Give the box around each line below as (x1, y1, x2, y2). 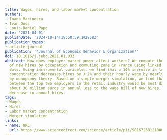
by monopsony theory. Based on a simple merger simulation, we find (9, 76, 155, 81)
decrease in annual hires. (9, 90, 66, 95)
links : (5, 118, 19, 123)
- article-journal (5, 44, 43, 49)
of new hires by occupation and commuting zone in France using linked (9, 63, 162, 68)
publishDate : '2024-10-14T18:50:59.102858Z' (5, 35, 99, 40)
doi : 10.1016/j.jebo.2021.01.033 (5, 53, 75, 59)
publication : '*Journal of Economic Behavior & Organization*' (5, 49, 139, 54)
